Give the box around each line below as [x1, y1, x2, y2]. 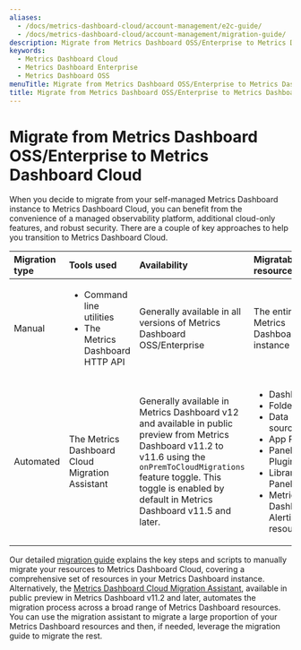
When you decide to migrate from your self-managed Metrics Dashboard [9, 194, 279, 205]
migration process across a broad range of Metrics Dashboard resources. [9, 602, 281, 613]
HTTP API [83, 355, 125, 368]
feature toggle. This [139, 471, 222, 483]
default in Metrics [139, 493, 213, 506]
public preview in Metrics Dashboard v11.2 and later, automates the [9, 593, 257, 603]
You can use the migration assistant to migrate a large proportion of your [9, 612, 278, 622]
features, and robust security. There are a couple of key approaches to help [9, 223, 288, 234]
